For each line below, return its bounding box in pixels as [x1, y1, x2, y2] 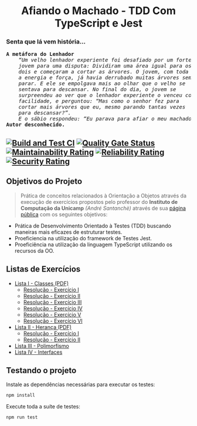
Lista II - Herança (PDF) [14, 323, 72, 330]
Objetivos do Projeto [6, 176, 83, 186]
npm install [6, 393, 35, 398]
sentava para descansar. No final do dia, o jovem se [18, 86, 176, 93]
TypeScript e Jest [55, 16, 142, 30]
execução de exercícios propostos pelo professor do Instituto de [20, 198, 178, 205]
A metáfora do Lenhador [6, 51, 74, 58]
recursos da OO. [14, 247, 55, 254]
